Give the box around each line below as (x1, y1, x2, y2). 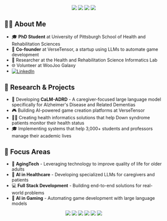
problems (24, 190, 44, 196)
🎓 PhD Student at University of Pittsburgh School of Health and (11, 33, 146, 40)
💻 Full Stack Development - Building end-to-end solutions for (11, 183, 142, 189)
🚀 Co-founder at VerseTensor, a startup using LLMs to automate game (11, 46, 158, 52)
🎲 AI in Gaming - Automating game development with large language (11, 195, 155, 201)
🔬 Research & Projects (4, 83, 75, 92)
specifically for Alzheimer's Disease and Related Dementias (11, 102, 136, 108)
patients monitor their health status (11, 120, 85, 126)
